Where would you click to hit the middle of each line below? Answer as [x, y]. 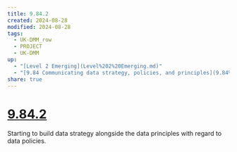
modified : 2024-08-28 [39, 27]
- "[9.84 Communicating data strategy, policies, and [94, 72]
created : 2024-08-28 [38, 20]
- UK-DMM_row [33, 40]
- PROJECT [28, 46]
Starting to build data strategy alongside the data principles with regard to [115, 134]
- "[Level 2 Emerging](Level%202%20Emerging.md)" [88, 66]
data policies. [27, 141]
